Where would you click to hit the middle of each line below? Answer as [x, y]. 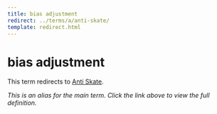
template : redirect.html [44, 27]
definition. [22, 103]
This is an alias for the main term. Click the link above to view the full [108, 96]
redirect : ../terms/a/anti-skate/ [59, 21]
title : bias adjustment [43, 14]
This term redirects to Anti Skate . [56, 81]
